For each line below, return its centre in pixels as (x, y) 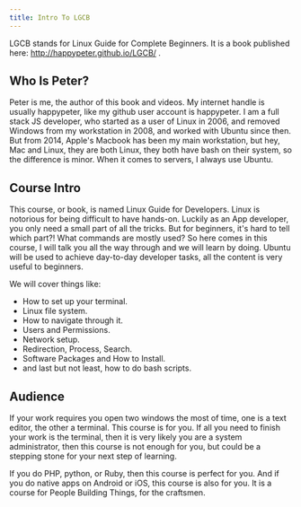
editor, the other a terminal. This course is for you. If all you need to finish (145, 428)
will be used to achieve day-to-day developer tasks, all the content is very (146, 258)
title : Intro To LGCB (50, 17)
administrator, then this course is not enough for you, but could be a (135, 447)
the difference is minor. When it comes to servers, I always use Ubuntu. (142, 160)
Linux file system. (55, 311)
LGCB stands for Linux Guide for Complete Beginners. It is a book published (150, 43)
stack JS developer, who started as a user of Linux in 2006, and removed (145, 121)
